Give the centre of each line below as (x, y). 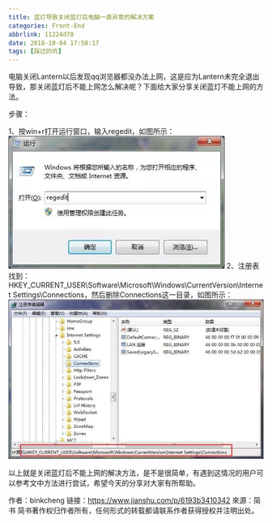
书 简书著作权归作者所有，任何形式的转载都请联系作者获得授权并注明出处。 (134, 511)
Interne (251, 285)
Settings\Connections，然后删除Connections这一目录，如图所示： (123, 295)
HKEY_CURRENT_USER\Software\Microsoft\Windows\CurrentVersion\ (124, 285)
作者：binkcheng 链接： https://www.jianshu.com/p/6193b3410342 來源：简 (135, 500)
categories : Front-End (47, 26)
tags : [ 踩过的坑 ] (35, 52)
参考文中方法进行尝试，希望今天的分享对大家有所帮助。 (107, 483)
